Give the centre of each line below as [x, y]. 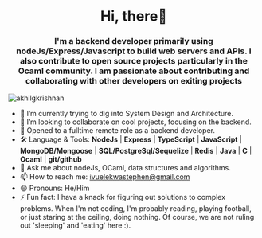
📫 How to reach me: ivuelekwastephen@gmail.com [105, 177]
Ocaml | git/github [51, 159]
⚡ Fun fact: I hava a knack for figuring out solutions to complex [122, 197]
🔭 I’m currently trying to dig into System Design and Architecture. [126, 114]
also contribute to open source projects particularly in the [134, 61]
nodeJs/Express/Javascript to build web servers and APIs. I [134, 51]
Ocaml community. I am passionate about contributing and [134, 71]
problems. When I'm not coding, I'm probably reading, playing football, [136, 209]
